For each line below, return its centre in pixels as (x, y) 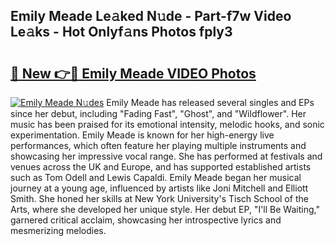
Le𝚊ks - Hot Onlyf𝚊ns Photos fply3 (121, 32)
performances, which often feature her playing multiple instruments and (158, 145)
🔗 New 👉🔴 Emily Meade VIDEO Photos (133, 73)
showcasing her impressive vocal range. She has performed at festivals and (166, 156)
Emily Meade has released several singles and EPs (210, 102)
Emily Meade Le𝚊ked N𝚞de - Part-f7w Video (151, 16)
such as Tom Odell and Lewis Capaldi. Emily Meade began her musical (156, 177)
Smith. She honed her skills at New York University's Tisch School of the (159, 198)
